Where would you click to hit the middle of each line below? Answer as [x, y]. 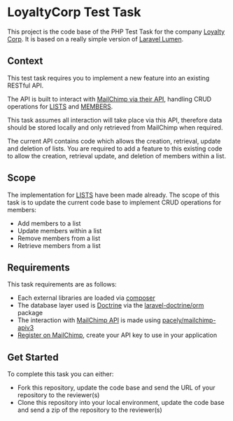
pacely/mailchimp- [189, 320]
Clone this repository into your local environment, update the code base [121, 403]
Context [25, 61]
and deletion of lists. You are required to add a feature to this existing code [115, 149]
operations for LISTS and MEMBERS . [60, 106]
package [30, 313]
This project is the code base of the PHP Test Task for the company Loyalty [116, 32]
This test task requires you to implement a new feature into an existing [108, 78]
